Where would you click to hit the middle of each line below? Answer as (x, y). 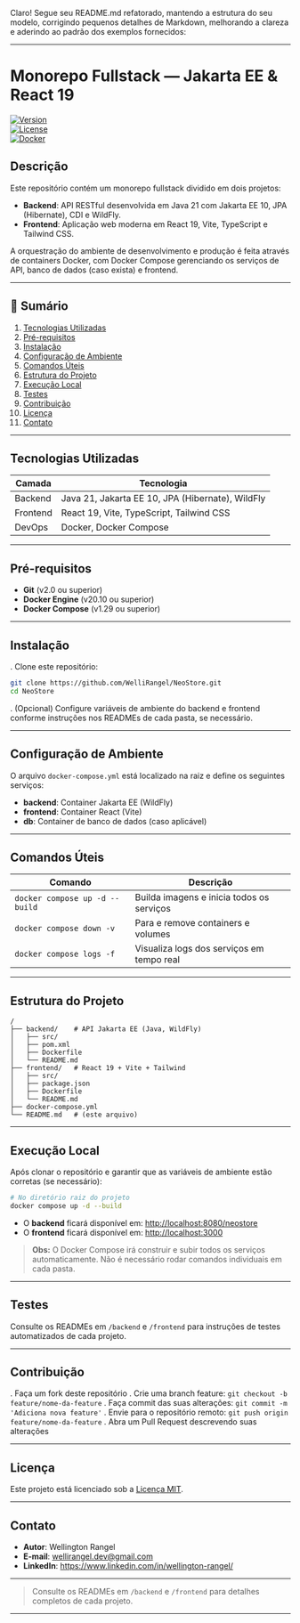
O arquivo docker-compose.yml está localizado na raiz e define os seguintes (148, 775)
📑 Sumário (40, 306)
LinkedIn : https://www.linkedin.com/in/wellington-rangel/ (128, 1566)
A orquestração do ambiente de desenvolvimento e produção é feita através (150, 251)
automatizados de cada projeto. (69, 1335)
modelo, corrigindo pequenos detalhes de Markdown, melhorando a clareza (150, 22)
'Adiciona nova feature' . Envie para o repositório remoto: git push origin (149, 1412)
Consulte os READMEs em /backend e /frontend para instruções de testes (146, 1327)
